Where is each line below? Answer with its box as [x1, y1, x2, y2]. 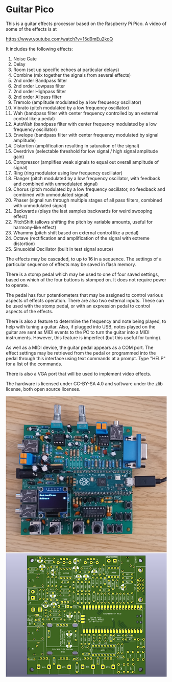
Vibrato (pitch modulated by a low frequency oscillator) [13, 104, 129, 111]
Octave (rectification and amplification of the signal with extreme [13, 235, 150, 241]
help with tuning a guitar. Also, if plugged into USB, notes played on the [6, 323, 156, 329]
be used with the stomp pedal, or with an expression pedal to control [6, 303, 150, 309]
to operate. [6, 282, 29, 288]
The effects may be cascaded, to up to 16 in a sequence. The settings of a [6, 256, 162, 262]
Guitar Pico [6, 4, 54, 15]
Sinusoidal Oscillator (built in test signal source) [13, 246, 114, 252]
